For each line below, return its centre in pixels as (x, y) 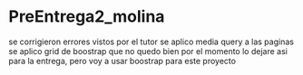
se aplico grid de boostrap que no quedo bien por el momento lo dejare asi (148, 51)
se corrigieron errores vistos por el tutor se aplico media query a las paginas (151, 42)
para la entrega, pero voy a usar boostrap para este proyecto (122, 61)
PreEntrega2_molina (87, 17)
